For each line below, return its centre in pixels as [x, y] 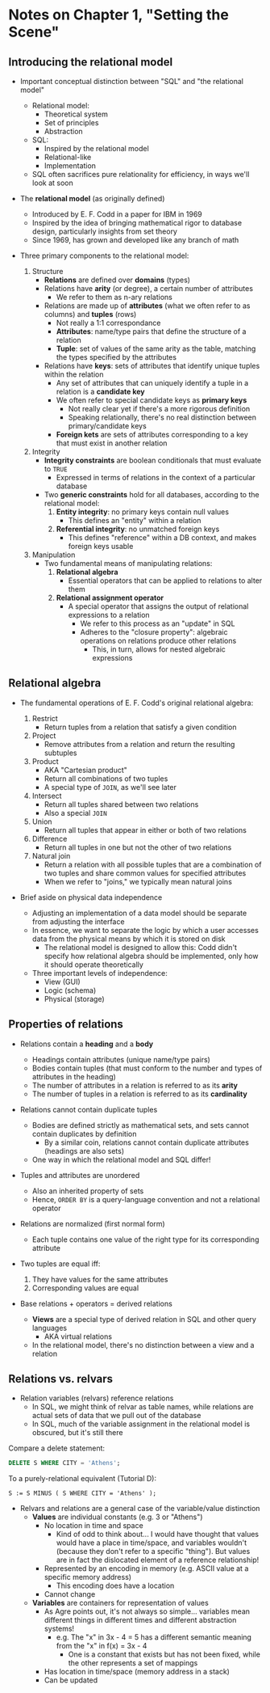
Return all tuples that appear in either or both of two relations [145, 830]
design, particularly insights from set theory [104, 231]
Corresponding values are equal [85, 1288]
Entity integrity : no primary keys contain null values [143, 512]
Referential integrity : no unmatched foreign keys [138, 529]
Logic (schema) [70, 990]
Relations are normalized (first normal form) [92, 1223]
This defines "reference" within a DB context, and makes [162, 538]
